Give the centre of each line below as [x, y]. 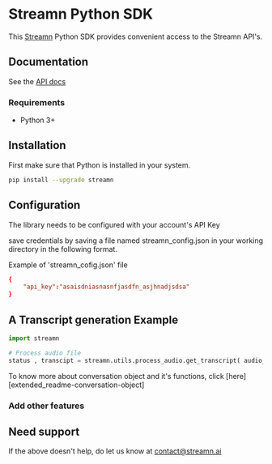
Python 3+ [38, 120]
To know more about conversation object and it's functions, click [116, 376]
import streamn [34, 338]
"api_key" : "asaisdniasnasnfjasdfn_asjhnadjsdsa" [106, 287]
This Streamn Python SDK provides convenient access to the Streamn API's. [136, 36]
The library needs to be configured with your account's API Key [114, 224]
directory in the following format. [63, 249]
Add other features [47, 406]
